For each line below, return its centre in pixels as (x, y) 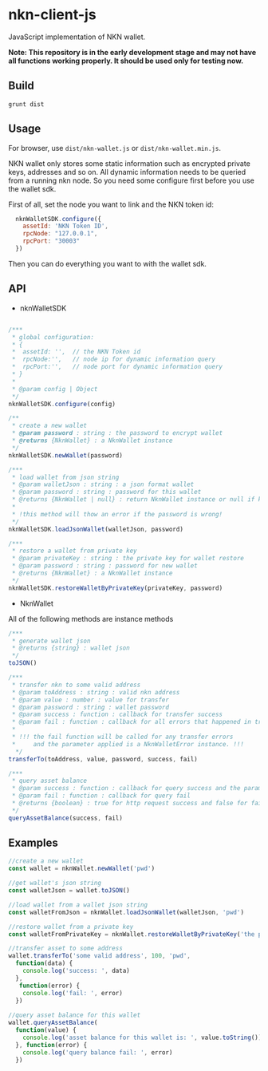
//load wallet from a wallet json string (78, 905)
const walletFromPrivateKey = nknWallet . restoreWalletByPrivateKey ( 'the (132, 934)
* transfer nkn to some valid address (76, 685)
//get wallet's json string (55, 883)
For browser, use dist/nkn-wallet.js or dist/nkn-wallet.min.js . (115, 148)
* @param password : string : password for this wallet (106, 492)
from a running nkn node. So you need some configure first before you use (132, 180)
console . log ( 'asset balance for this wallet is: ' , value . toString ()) (142, 1037)
